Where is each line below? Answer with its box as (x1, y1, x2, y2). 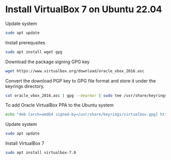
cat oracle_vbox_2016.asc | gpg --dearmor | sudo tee (5, 93, 122, 98)
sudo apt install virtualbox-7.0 (5, 150, 76, 155)
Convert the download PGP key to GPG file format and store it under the (5, 77, 156, 84)
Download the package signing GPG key (5, 59, 90, 65)
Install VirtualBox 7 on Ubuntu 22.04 (5, 4, 162, 15)
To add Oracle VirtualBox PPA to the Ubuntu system (5, 102, 114, 108)
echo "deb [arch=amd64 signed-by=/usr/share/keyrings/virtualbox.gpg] (5, 112, 158, 117)
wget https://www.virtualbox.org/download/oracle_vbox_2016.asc (5, 68, 145, 73)
